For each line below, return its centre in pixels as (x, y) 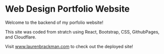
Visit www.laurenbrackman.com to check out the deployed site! (69, 46)
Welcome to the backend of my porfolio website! (54, 22)
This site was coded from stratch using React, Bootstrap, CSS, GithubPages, (82, 32)
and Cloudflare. (21, 37)
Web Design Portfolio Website (68, 9)
